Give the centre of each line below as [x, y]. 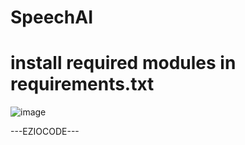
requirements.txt [82, 84]
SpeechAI [52, 17]
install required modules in [123, 63]
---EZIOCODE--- [45, 132]
